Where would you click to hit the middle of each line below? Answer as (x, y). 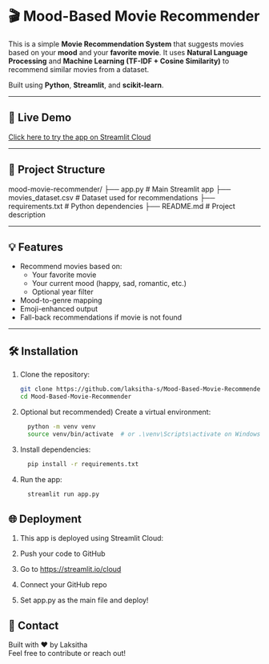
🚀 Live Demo (40, 118)
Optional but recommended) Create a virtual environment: (115, 412)
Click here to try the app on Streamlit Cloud (80, 137)
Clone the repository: (55, 375)
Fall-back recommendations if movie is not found (101, 317)
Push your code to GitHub (62, 553)
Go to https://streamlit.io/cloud (70, 569)
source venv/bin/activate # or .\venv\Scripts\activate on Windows (144, 434)
